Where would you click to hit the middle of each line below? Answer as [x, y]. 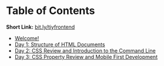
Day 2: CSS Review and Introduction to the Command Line [85, 50]
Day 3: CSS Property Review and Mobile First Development [86, 57]
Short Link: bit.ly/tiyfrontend [41, 27]
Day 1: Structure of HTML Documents [60, 44]
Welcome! [27, 38]
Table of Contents [51, 11]
